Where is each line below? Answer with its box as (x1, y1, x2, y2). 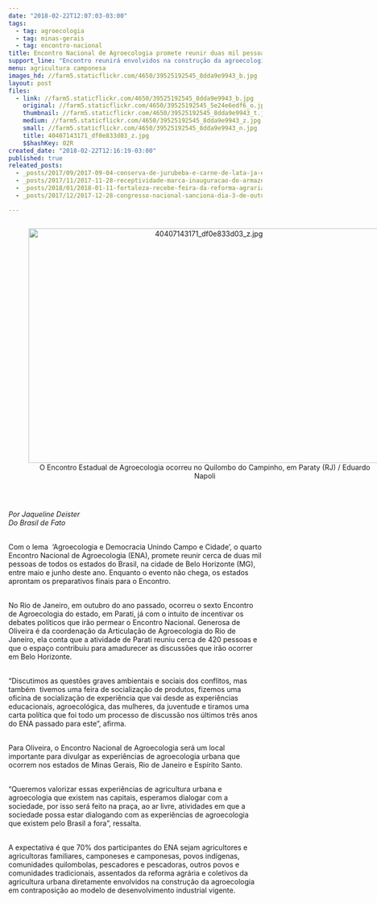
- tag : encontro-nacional (15, 42, 103, 50)
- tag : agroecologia (15, 27, 85, 35)
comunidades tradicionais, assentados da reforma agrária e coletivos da (8, 868, 248, 878)
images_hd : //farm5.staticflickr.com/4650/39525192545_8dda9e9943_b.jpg (8, 72, 258, 80)
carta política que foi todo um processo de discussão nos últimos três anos (8, 710, 258, 719)
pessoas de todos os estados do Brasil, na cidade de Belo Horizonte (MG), (8, 559, 256, 569)
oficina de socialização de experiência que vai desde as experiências (8, 693, 239, 702)
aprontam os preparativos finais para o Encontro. (8, 576, 172, 586)
